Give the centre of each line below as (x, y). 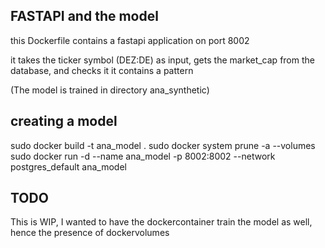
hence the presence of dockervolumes (90, 233)
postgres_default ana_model (68, 166)
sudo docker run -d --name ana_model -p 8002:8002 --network (143, 156)
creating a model (64, 121)
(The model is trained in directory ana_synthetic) (110, 90)
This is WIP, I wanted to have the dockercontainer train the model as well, (161, 222)
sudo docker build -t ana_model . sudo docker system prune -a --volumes (163, 145)
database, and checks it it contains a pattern (102, 70)
